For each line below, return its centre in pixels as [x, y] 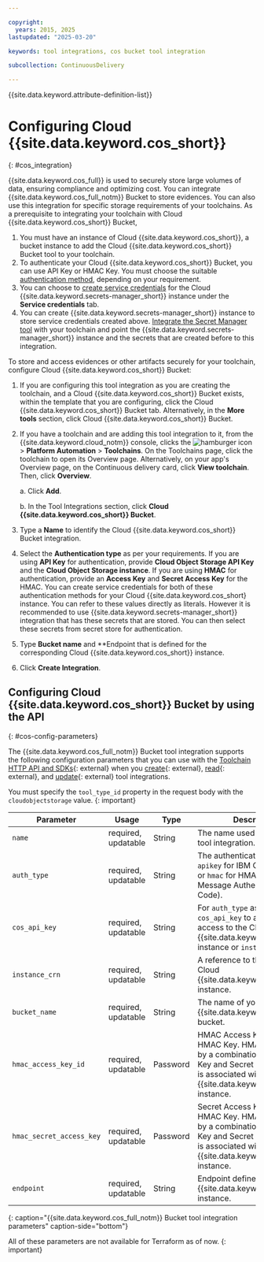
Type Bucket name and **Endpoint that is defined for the [113, 644]
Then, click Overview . [55, 476]
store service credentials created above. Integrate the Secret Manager [133, 321]
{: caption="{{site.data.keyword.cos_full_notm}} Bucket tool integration [123, 1217]
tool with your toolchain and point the [80, 330]
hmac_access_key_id [48, 1064]
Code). [210, 895]
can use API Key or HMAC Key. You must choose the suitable [118, 271]
